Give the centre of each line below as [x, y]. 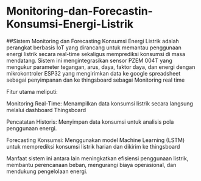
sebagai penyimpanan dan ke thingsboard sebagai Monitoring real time [96, 80]
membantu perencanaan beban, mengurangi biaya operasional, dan [91, 165]
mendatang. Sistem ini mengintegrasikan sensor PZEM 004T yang [89, 60]
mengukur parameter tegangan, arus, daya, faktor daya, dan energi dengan [101, 67]
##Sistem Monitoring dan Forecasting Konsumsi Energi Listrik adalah [93, 41]
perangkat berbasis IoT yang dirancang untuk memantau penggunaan [94, 48]
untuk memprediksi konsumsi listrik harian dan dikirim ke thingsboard [93, 146]
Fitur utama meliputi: [32, 91]
